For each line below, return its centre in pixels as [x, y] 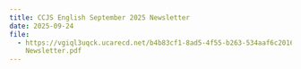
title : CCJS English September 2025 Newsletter [100, 17]
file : [19, 34]
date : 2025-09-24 [42, 26]
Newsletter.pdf [54, 51]
